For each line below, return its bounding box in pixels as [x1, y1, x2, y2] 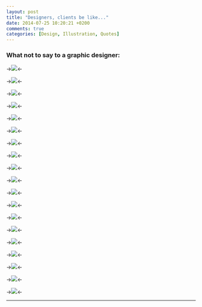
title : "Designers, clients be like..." [6, 14, 109, 20]
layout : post [6, 8, 39, 15]
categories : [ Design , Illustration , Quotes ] [6, 31, 120, 37]
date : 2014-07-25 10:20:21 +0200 [6, 20, 90, 26]
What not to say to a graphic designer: [6, 51, 120, 59]
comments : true [6, 25, 44, 32]
